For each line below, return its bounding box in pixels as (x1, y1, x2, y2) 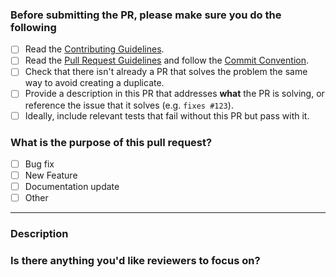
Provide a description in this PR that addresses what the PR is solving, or (24, 88, 325, 100)
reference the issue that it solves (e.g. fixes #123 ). (24, 99, 234, 111)
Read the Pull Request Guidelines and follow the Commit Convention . (24, 54, 309, 67)
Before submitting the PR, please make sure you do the (10, 8, 282, 22)
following (10, 20, 57, 34)
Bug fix (24, 158, 55, 170)
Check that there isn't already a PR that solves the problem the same (24, 66, 308, 78)
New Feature (24, 169, 78, 181)
